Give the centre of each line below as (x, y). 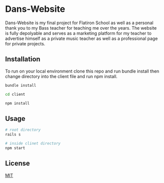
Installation (23, 59)
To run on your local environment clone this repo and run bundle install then (82, 71)
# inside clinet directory (33, 143)
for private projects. (25, 43)
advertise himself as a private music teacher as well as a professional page (82, 38)
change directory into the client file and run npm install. (61, 76)
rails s (13, 135)
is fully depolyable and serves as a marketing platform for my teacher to (78, 33)
